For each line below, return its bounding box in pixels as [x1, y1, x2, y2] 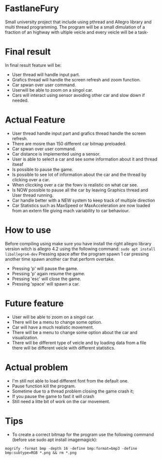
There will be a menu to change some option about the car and [12, 329, 138, 335]
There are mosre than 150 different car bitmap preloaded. [12, 141, 127, 146]
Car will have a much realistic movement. [12, 324, 94, 330]
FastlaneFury [5, 3, 59, 14]
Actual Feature [5, 114, 65, 126]
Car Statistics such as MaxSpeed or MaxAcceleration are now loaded [12, 202, 150, 208]
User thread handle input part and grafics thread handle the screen [12, 130, 146, 136]
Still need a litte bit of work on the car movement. [12, 398, 110, 404]
